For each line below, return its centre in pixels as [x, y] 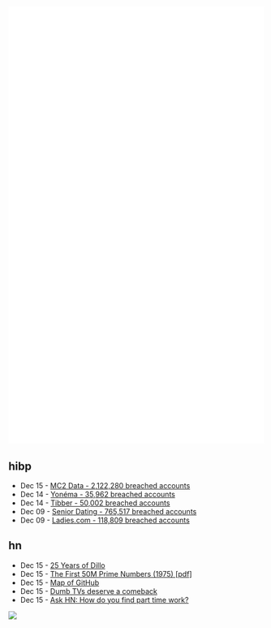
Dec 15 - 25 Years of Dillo [62, 565]
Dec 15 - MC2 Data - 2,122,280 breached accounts [105, 485]
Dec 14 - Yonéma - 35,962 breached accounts [98, 494]
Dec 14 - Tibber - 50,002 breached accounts [95, 503]
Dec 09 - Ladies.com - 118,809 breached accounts [105, 520]
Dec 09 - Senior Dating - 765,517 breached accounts [108, 511]
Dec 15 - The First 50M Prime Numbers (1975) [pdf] [106, 574]
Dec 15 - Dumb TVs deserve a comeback [89, 591]
